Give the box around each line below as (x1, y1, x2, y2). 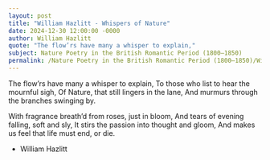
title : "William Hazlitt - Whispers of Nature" (8, 19, 171, 27)
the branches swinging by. (8, 96, 96, 105)
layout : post (8, 11, 52, 20)
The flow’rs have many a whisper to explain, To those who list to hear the (8, 78, 251, 88)
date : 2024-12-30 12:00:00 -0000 (8, 27, 121, 35)
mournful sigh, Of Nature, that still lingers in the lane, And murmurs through (8, 87, 259, 96)
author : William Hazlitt (8, 34, 92, 43)
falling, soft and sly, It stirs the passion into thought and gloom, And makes (8, 120, 256, 129)
